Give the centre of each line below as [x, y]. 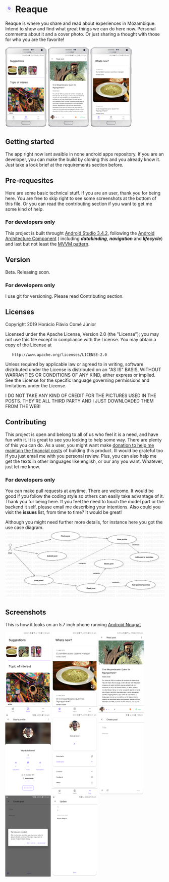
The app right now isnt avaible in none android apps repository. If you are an [84, 154]
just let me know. [23, 466]
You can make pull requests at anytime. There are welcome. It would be [79, 491]
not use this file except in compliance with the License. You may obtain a [81, 339]
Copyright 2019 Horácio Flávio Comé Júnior [51, 324]
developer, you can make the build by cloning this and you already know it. [83, 159]
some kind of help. [24, 209]
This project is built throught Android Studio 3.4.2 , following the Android [80, 233]
